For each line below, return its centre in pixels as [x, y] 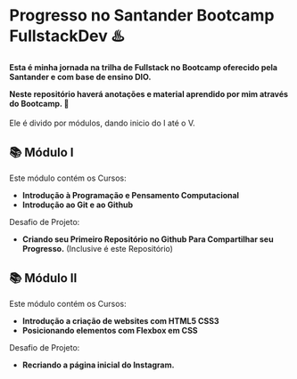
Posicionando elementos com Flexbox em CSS [110, 331]
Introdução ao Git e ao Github [78, 205]
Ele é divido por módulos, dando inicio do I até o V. [103, 123]
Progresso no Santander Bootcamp [142, 16]
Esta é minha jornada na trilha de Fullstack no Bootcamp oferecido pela [144, 67]
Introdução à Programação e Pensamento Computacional [130, 196]
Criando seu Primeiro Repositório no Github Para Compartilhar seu [148, 239]
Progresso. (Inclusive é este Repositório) [98, 249]
